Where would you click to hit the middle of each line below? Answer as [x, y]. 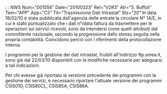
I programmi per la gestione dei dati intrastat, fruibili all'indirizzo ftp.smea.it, [83, 55]
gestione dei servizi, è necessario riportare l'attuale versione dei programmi [84, 81]
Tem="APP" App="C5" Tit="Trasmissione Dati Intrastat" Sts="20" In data [81, 13]
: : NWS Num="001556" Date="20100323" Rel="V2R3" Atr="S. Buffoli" [78, 7]
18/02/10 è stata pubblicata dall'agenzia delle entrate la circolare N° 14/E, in [83, 18]
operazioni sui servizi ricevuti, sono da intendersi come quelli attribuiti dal [81, 29]
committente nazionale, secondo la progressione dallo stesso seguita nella [82, 34]
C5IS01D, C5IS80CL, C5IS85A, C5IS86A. [47, 86]
